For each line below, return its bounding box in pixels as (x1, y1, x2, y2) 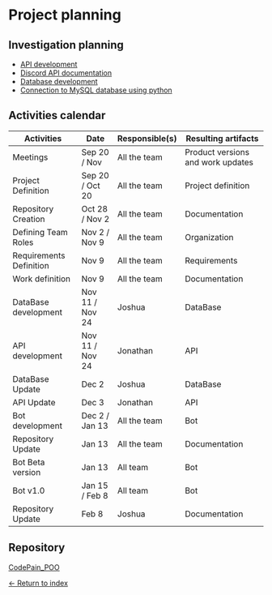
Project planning (8, 6, 121, 24)
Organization (185, 231, 234, 242)
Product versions (185, 146, 249, 157)
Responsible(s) (117, 132, 177, 143)
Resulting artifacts (185, 132, 259, 143)
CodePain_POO (8, 562, 61, 572)
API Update (12, 396, 56, 408)
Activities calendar (8, 109, 106, 122)
